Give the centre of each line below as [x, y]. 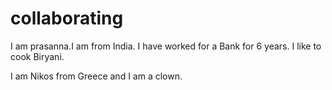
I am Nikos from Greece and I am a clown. [96, 76]
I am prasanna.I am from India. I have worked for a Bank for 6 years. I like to [166, 46]
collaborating [67, 18]
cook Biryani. [37, 56]
